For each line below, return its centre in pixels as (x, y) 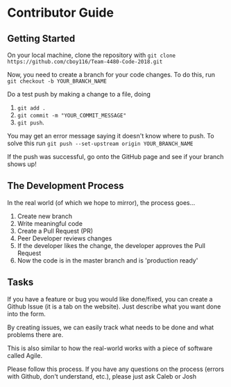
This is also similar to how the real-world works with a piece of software (110, 348)
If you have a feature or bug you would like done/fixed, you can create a (110, 299)
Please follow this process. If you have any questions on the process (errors (115, 369)
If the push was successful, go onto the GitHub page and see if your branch (115, 157)
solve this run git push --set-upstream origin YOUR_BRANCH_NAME (100, 143)
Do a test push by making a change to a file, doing (79, 94)
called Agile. (25, 355)
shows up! (22, 164)
